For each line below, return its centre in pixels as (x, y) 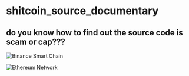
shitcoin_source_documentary (82, 11)
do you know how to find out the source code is (95, 33)
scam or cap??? (36, 42)
